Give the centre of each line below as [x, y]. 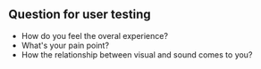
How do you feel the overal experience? [95, 35]
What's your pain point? [65, 45]
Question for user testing [80, 15]
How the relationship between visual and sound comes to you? [137, 54]
